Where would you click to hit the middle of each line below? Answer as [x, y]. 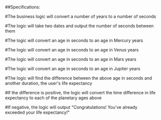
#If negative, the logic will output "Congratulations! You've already [71, 107]
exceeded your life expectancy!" [38, 112]
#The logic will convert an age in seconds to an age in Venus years [72, 50]
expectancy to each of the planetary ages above [53, 98]
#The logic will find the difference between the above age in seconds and [79, 78]
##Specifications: [23, 7]
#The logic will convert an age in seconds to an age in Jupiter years [73, 69]
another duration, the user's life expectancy [49, 83]
